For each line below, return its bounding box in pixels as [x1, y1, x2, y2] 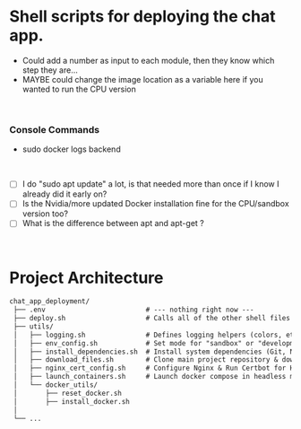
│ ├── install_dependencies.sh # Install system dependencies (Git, [13, 347, 287, 356]
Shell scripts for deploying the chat [9, 6, 276, 27]
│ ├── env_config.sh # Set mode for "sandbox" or [13, 338, 254, 347]
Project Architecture [9, 267, 164, 288]
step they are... [21, 65, 79, 75]
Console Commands [9, 123, 100, 136]
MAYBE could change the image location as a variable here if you [21, 74, 263, 84]
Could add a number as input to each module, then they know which [21, 55, 275, 66]
